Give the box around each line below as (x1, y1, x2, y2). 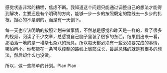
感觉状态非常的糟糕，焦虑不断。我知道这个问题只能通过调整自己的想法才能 (5, 4, 158, 10)
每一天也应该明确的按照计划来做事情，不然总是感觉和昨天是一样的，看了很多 (5, 27, 162, 33)
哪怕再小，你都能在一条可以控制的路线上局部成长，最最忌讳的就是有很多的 (5, 46, 158, 52)
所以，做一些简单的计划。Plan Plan (5, 63, 77, 69)
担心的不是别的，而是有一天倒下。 (13, 17, 83, 22)
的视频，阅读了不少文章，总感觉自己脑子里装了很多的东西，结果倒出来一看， (5, 34, 162, 39)
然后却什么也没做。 (13, 52, 53, 58)
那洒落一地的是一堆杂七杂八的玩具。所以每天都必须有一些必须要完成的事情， (5, 40, 162, 46)
